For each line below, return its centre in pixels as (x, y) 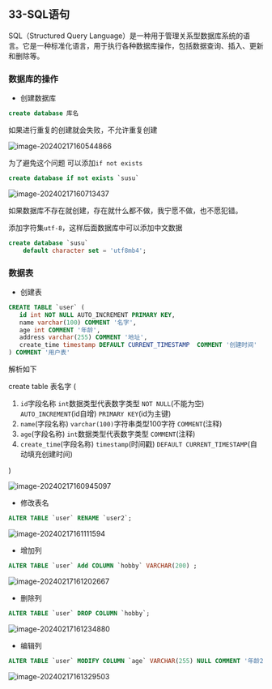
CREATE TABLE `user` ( (47, 307)
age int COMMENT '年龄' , (60, 330)
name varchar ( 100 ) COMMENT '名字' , (78, 323)
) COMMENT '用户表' (39, 353)
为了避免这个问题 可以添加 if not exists (76, 163)
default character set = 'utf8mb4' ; (85, 250)
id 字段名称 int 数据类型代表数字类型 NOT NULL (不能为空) (112, 404)
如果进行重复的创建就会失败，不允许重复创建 (83, 130)
